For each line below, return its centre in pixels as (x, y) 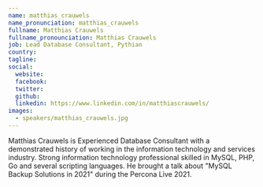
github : (28, 96)
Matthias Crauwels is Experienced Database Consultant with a (109, 140)
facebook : (31, 81)
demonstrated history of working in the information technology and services (132, 149)
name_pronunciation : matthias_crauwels (74, 23)
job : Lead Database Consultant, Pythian (76, 45)
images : (21, 111)
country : (22, 52)
